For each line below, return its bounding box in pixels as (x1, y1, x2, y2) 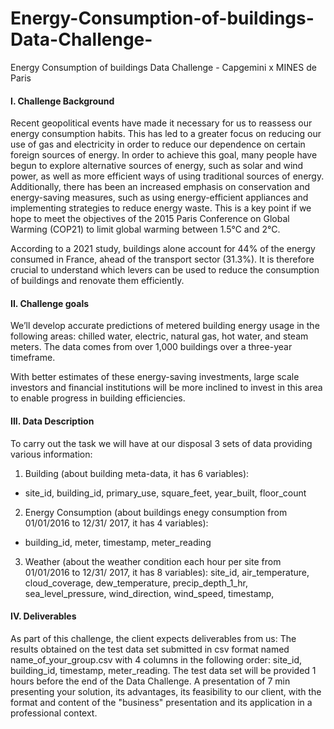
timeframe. (10, 352, 56, 364)
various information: (10, 448, 93, 460)
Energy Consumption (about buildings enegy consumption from (24, 506, 288, 518)
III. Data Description (10, 415, 95, 427)
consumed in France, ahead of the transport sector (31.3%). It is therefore (10, 253, 315, 266)
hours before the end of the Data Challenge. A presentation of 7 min (10, 675, 291, 687)
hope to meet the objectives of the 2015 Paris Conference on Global (10, 213, 290, 225)
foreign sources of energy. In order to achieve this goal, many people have (10, 149, 318, 161)
